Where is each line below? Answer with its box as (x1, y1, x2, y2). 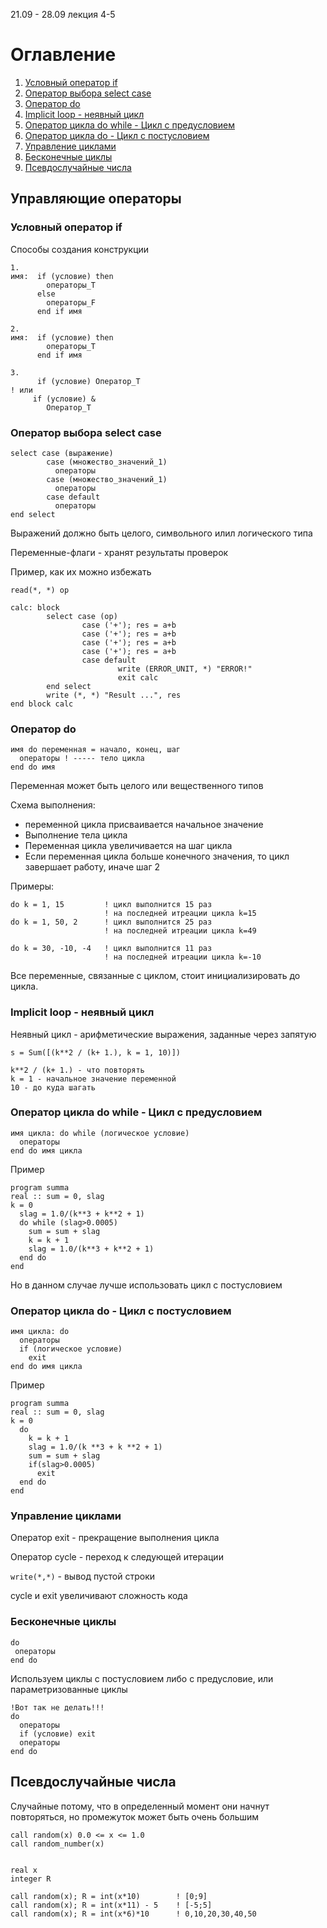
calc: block (10, 602, 60, 613)
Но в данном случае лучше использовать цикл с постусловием (10, 1279, 283, 1291)
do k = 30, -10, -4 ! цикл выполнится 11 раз (10, 944, 213, 954)
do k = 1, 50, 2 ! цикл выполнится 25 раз (10, 917, 213, 928)
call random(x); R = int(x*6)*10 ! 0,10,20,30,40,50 (10, 1909, 257, 1919)
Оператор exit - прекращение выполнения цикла (10, 1532, 220, 1544)
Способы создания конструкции (10, 243, 150, 255)
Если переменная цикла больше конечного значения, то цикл (24, 850, 290, 863)
